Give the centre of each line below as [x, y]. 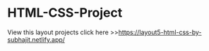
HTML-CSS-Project [65, 13]
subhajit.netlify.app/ [36, 39]
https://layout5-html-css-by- [160, 32]
